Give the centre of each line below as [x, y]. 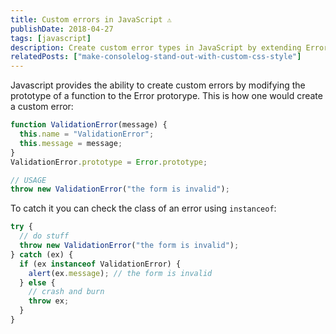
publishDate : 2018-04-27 [62, 29]
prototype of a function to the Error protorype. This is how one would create [166, 96]
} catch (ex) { [42, 254]
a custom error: [42, 107]
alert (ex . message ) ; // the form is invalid [120, 273]
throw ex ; [49, 301]
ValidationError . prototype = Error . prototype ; [109, 162]
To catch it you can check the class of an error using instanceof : [143, 208]
